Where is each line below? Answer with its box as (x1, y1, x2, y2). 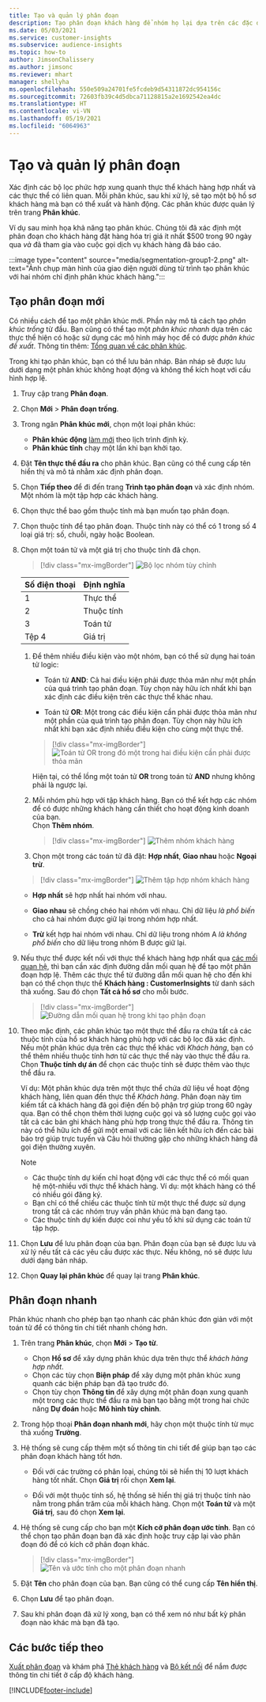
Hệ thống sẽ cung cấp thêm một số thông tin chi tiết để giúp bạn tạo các (20, 1443, 257, 1453)
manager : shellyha (9, 78, 69, 85)
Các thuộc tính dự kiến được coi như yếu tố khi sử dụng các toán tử (32, 1214, 252, 1224)
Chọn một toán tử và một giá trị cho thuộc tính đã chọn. (20, 545, 201, 554)
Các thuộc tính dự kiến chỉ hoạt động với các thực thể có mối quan (32, 1172, 249, 1182)
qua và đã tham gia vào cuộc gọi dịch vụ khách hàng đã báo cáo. (9, 239, 222, 249)
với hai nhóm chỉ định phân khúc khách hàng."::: (9, 272, 166, 281)
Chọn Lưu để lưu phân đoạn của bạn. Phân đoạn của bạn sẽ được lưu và (20, 1238, 257, 1248)
